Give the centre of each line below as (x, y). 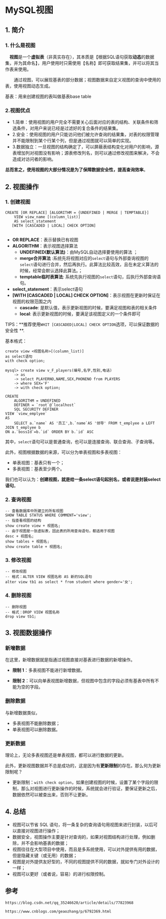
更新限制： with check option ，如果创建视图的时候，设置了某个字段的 (83, 782)
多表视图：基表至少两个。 (38, 469)
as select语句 (19, 356)
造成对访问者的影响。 (34, 159)
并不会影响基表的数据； (45, 843)
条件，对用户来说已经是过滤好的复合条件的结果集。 (69, 128)
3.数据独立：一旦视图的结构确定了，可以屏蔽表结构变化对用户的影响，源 (86, 147)
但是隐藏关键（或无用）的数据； (45, 855)
